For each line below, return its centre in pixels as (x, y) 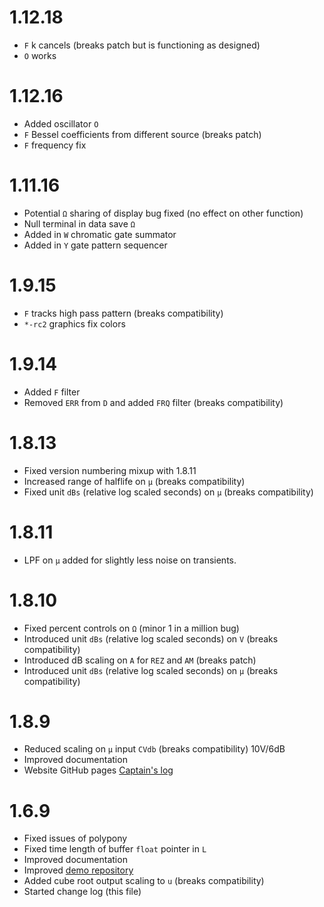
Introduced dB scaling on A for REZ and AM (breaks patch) (140, 660)
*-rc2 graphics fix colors (74, 323)
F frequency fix (55, 145)
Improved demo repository (78, 870)
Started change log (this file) (82, 892)
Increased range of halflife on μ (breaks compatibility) (134, 481)
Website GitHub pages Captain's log (98, 770)
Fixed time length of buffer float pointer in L (115, 849)
